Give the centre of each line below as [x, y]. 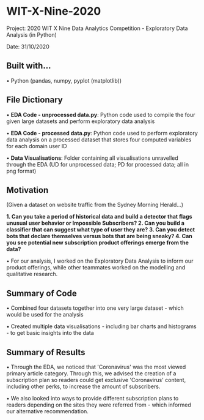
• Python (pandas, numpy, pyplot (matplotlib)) [64, 80]
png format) [21, 171]
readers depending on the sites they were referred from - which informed [99, 405]
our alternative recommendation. [47, 411]
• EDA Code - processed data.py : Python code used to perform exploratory [102, 133]
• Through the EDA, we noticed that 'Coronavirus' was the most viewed [96, 367]
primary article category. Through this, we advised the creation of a [91, 373]
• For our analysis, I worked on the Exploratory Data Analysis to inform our [100, 261]
